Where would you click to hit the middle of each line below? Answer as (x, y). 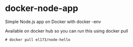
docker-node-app (42, 8)
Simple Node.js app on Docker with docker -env (53, 22)
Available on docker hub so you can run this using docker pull (67, 31)
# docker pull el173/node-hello (38, 40)
